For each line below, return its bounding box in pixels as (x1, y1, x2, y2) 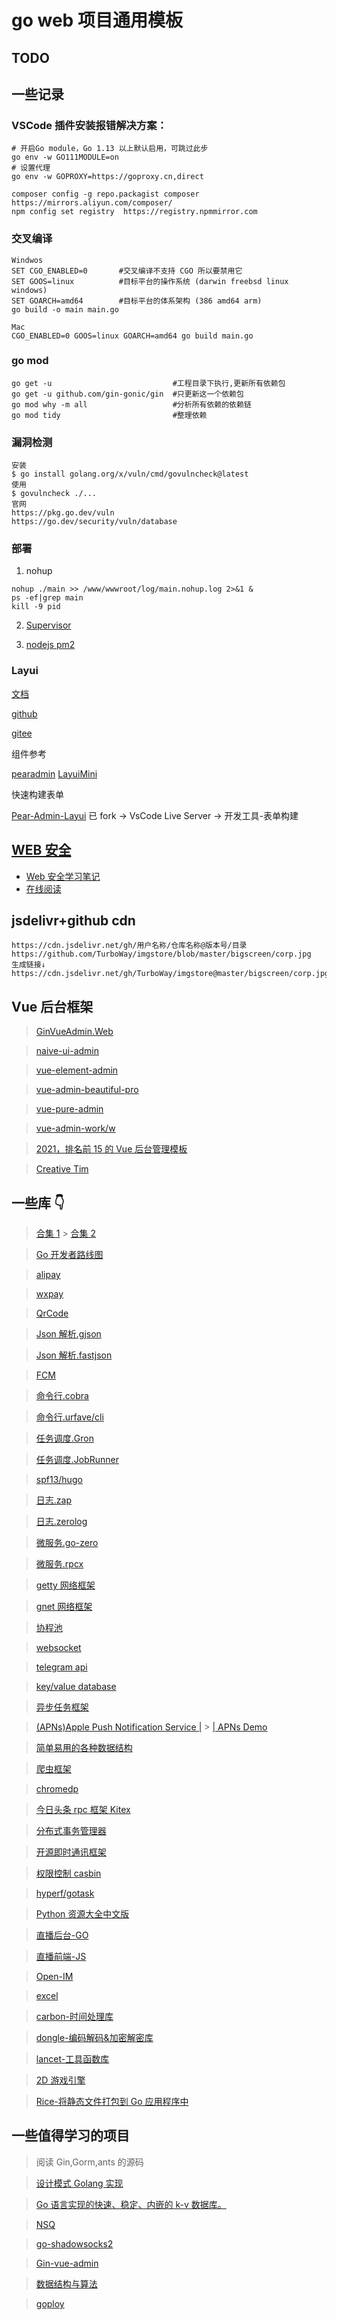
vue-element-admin (35, 1064, 119, 1076)
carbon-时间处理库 (35, 2011, 114, 2022)
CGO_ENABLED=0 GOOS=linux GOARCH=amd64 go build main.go (11, 331, 254, 341)
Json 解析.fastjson (35, 1349, 113, 1361)
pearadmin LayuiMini (11, 767, 98, 780)
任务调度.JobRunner (35, 1454, 120, 1465)
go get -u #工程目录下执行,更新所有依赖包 (11, 378, 286, 388)
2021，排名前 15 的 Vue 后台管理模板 (35, 1143, 188, 1155)
